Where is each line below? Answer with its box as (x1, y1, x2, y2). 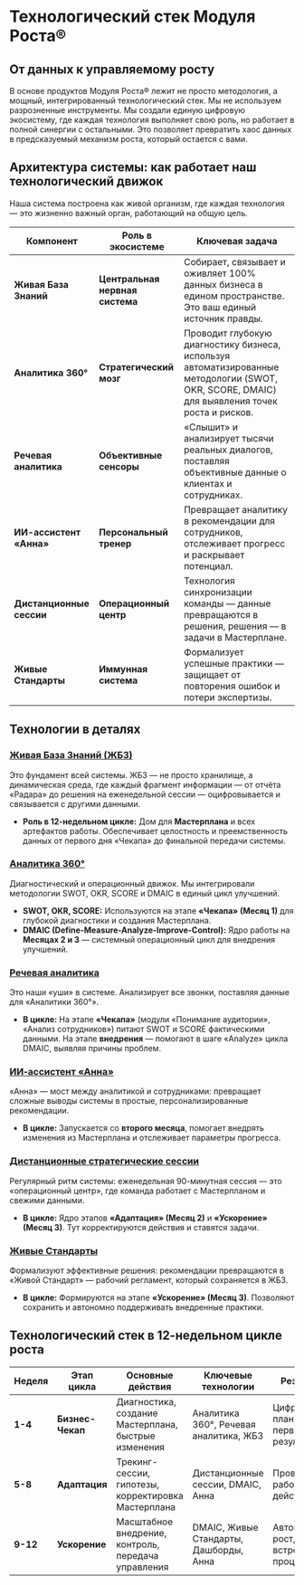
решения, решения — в (184, 620, 287, 632)
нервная (99, 283, 138, 296)
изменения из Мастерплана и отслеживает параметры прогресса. (22, 1133, 281, 1144)
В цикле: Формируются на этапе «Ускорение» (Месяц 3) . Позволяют (22, 1292, 295, 1303)
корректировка (116, 1489, 184, 1502)
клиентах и (184, 477, 233, 489)
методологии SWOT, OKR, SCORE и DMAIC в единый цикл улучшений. (9, 887, 280, 898)
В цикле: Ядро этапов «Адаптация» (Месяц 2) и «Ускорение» (22, 1212, 269, 1223)
